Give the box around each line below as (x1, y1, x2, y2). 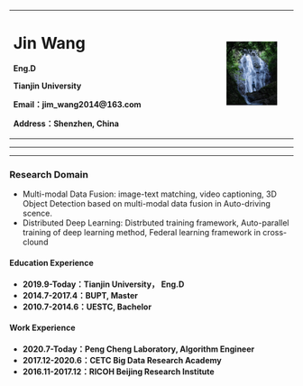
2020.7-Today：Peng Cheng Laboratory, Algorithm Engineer (22, 344, 255, 354)
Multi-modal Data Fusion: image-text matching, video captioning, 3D (22, 188, 278, 199)
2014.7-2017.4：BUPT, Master (22, 289, 138, 300)
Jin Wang (13, 32, 86, 53)
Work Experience (9, 322, 76, 334)
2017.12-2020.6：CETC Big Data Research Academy (22, 354, 223, 365)
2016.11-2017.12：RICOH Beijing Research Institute (22, 366, 215, 377)
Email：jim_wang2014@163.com (13, 98, 142, 109)
